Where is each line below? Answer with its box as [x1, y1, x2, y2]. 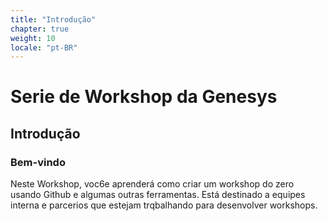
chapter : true [10, 24, 70, 34]
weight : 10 [10, 33, 56, 43]
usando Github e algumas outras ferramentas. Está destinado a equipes [10, 189, 306, 201]
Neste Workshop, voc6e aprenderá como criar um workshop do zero [10, 178, 295, 190]
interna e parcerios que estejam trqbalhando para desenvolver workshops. [10, 199, 318, 211]
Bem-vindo [10, 155, 66, 169]
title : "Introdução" [10, 14, 97, 25]
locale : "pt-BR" [10, 42, 78, 53]
